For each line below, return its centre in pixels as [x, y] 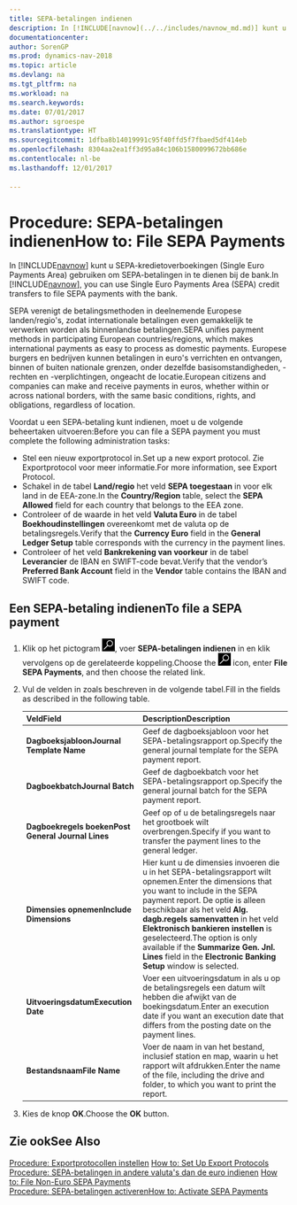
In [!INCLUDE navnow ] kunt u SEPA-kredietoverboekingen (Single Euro [137, 266]
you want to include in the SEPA [200, 891]
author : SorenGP [39, 47]
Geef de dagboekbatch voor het [201, 772]
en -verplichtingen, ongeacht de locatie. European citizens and [153, 377]
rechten [23, 377]
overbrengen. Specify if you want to [207, 831]
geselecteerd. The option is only [200, 938]
